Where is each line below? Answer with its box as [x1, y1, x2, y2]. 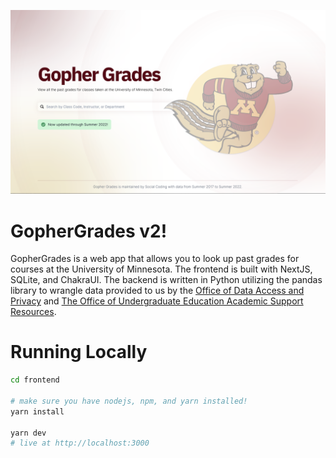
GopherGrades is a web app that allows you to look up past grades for [10, 253, 300, 265]
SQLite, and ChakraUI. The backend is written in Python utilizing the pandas [10, 274, 323, 286]
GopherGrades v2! [10, 220, 168, 242]
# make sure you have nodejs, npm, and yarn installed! [10, 396, 248, 406]
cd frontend [10, 375, 60, 385]
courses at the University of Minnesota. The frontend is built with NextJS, [10, 263, 313, 275]
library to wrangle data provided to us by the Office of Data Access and [10, 285, 305, 297]
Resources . [10, 306, 57, 318]
